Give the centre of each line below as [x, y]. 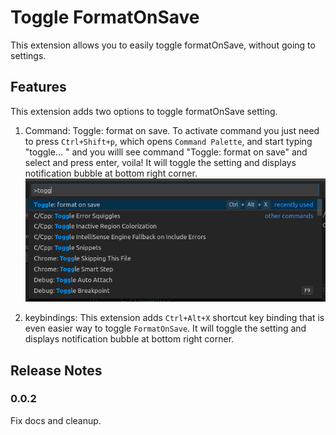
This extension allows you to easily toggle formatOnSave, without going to [163, 45]
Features [38, 87]
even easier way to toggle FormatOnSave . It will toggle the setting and [165, 328]
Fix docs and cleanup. [56, 420]
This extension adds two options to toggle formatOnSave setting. [144, 111]
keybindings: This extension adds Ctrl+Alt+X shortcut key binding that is [174, 318]
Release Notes [56, 370]
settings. [28, 55]
